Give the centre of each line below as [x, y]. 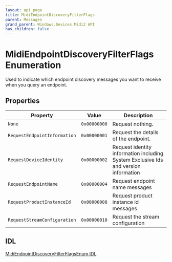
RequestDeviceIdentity [35, 160]
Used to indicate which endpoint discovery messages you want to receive [83, 79]
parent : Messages [24, 19]
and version [126, 166]
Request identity [132, 147]
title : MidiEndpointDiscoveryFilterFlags [50, 15]
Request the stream [136, 216]
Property [42, 115]
